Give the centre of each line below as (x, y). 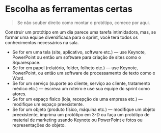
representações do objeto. (39, 125)
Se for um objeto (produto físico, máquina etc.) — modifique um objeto (84, 109)
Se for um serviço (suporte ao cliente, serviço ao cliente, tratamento (81, 83)
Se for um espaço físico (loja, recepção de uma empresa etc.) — (78, 99)
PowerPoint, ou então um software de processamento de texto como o (84, 73)
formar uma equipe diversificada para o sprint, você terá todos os (72, 37)
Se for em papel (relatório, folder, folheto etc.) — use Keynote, (75, 68)
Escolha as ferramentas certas (69, 9)
